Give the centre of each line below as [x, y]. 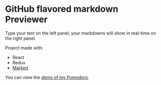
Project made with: [24, 48]
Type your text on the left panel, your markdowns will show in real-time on [81, 33]
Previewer [26, 19]
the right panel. [20, 38]
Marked [20, 68]
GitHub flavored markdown [62, 9]
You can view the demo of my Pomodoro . [47, 77]
